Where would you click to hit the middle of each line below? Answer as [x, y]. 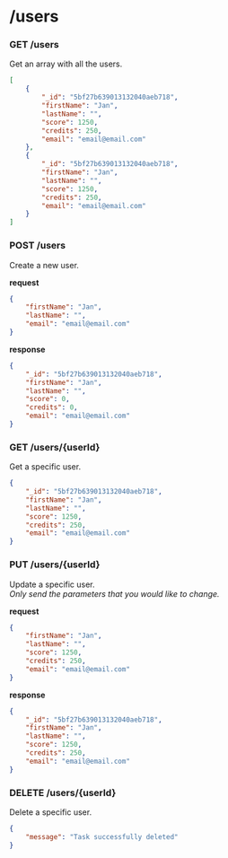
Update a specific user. [53, 584]
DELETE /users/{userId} [63, 792]
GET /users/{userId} [55, 447]
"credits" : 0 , [52, 407]
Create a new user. [44, 265]
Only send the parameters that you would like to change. [114, 593]
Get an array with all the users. [66, 64]
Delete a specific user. [51, 812]
